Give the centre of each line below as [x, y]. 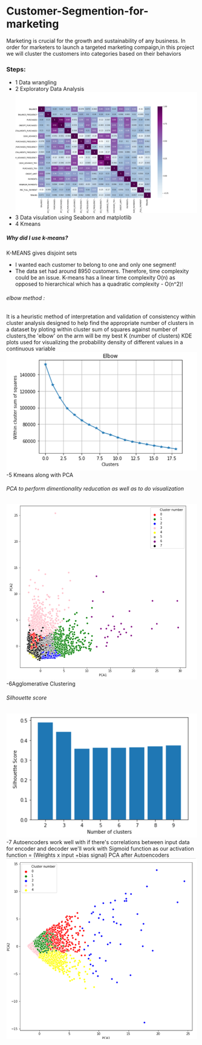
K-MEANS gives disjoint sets [42, 253]
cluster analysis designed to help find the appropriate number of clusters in [100, 323]
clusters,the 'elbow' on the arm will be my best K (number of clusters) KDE [99, 336]
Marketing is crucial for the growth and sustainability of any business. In [96, 41]
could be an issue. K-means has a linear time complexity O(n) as [95, 278]
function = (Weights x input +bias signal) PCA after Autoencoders [88, 855]
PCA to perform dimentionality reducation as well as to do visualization [95, 489]
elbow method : [26, 298]
